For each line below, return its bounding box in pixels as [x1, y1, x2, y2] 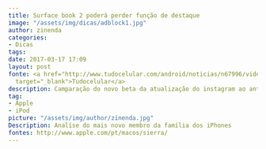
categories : [8, 33, 47, 42]
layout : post [8, 63, 51, 71]
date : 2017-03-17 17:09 [8, 56, 87, 64]
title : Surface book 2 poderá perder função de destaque [8, 11, 200, 20]
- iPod [8, 107, 30, 115]
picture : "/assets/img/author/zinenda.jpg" [8, 114, 154, 122]
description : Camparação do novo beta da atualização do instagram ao [8, 84, 246, 93]
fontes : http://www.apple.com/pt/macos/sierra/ [8, 129, 169, 136]
